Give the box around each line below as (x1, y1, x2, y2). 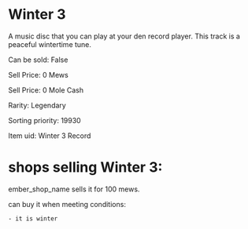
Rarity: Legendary (8, 100, 67, 110)
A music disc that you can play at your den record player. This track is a (8, 31, 240, 41)
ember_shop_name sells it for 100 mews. (8, 184, 140, 194)
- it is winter (8, 214, 58, 223)
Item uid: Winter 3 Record (8, 131, 91, 140)
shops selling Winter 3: (8, 158, 163, 176)
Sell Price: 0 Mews (8, 70, 68, 79)
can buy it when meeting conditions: (8, 199, 126, 209)
